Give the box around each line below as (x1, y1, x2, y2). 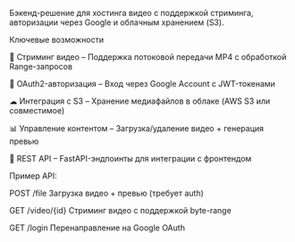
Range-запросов (9, 62, 73, 71)
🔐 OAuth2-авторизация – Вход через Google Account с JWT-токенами (9, 79, 275, 88)
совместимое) (9, 105, 65, 115)
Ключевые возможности (9, 35, 105, 45)
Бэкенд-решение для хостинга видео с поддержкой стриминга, (9, 8, 254, 18)
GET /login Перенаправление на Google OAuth (9, 222, 186, 233)
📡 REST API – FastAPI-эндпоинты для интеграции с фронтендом (9, 154, 252, 163)
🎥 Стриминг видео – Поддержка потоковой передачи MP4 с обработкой (9, 52, 287, 62)
